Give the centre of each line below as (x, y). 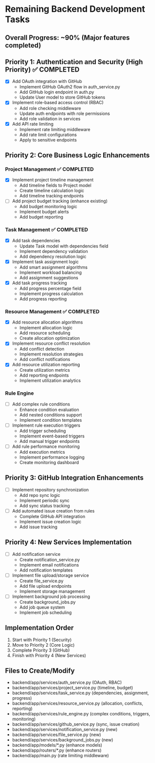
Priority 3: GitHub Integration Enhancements (74, 478)
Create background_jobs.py (47, 602)
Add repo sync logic (40, 495)
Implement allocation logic (46, 328)
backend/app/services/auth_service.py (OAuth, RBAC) (67, 682)
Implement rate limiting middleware (55, 129)
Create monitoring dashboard (49, 462)
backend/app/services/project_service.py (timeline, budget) (73, 688)
